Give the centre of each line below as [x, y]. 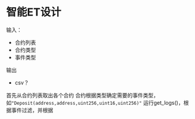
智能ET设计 [34, 12]
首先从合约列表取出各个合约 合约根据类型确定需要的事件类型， [82, 95]
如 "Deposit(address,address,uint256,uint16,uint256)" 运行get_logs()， [95, 102]
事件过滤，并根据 [32, 110]
